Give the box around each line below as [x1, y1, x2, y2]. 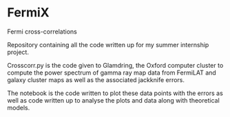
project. [7, 48, 30, 56]
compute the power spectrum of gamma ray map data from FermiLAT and [7, 68, 217, 77]
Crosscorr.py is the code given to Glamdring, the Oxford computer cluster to [7, 61, 224, 69]
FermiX [7, 5, 50, 21]
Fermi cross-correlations [7, 27, 77, 36]
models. [7, 103, 30, 112]
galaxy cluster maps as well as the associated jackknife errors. [7, 75, 185, 83]
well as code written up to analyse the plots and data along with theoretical [7, 96, 220, 104]
